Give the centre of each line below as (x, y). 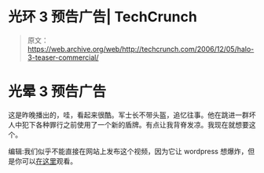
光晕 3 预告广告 (57, 92)
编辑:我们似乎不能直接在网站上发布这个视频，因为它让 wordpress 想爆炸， (128, 151)
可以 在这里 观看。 (49, 161)
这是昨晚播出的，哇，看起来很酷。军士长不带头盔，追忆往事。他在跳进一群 (128, 115)
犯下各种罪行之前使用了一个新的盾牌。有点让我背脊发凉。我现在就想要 (135, 124)
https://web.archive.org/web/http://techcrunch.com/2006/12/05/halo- (141, 49)
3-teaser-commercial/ (63, 57)
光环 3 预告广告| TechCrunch (103, 17)
